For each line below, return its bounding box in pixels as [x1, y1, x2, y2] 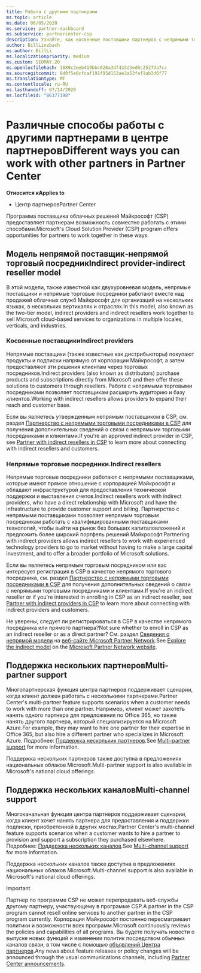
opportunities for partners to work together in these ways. [6, 232, 150, 239]
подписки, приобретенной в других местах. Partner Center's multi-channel [6, 823, 194, 830]
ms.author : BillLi [6, 48, 52, 54]
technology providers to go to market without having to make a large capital [6, 543, 193, 551]
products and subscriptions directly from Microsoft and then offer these [6, 376, 184, 383]
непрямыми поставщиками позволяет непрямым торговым [6, 512, 159, 519]
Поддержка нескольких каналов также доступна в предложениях [6, 860, 175, 867]
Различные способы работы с [6, 118, 165, 132]
